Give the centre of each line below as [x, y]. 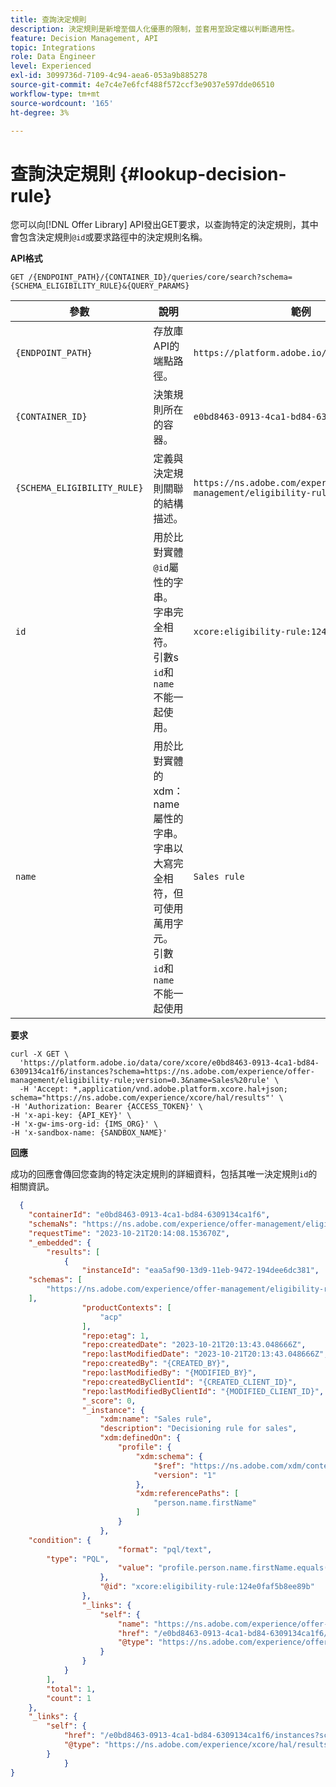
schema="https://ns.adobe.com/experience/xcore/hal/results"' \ [147, 1098]
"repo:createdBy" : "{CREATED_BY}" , [155, 1364]
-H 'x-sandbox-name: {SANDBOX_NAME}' [89, 1133]
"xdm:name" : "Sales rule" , [156, 1419]
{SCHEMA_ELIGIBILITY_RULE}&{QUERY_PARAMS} [100, 286]
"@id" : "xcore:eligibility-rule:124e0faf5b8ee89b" [207, 1587]
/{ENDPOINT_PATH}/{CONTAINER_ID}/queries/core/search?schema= [160, 277]
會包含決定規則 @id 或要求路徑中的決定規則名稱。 [109, 237]
